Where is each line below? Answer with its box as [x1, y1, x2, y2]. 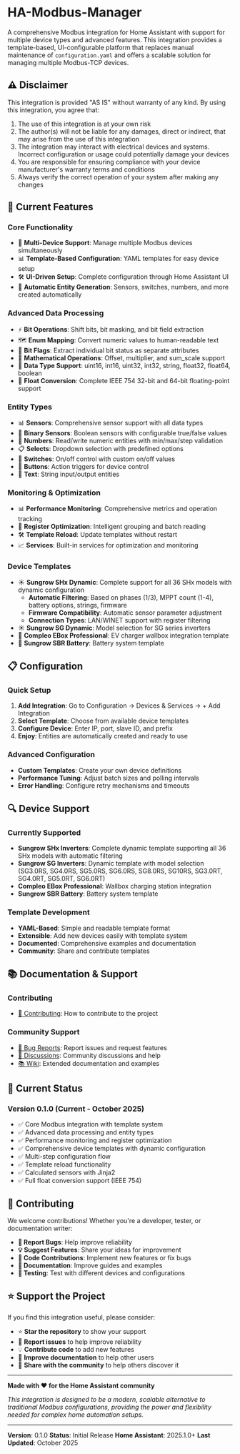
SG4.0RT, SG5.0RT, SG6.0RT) [17, 874, 106, 883]
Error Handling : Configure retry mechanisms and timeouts [17, 781, 190, 790]
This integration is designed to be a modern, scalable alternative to [7, 1395, 206, 1403]
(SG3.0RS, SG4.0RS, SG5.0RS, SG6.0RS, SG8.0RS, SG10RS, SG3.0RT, [17, 866, 223, 876]
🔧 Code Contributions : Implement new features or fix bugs [17, 1254, 191, 1262]
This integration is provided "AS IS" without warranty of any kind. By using [7, 98, 226, 107]
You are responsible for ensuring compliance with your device [17, 157, 201, 166]
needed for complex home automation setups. [7, 1410, 144, 1419]
